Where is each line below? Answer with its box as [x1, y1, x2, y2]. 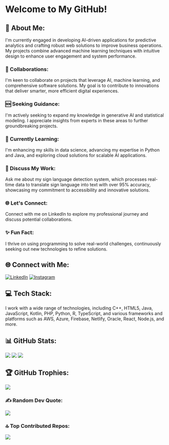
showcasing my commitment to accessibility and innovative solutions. [5, 187, 150, 193]
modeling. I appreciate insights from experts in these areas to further [5, 117, 148, 123]
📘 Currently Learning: [5, 135, 60, 142]
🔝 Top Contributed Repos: [5, 423, 70, 430]
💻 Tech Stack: [5, 289, 52, 298]
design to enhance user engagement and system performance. [5, 53, 137, 59]
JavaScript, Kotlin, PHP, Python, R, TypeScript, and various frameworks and [5, 311, 163, 317]
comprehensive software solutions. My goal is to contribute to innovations [5, 82, 159, 89]
